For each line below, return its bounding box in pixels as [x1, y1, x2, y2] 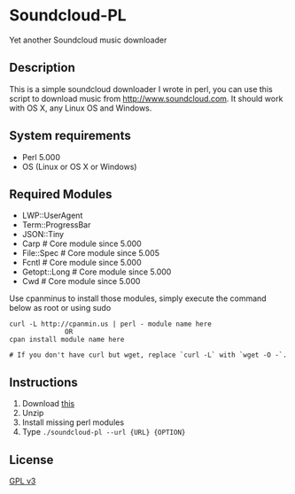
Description [9, 60, 75, 75]
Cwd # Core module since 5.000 [21, 276, 141, 287]
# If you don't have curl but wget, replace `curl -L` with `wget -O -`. [9, 351, 288, 359]
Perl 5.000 [21, 151, 60, 162]
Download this [21, 398, 75, 409]
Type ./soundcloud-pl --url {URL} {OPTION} [21, 427, 186, 437]
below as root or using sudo [9, 303, 112, 313]
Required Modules [9, 187, 113, 202]
